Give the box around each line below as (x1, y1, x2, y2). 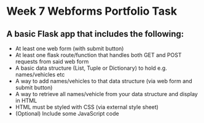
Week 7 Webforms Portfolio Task (6, 4, 177, 18)
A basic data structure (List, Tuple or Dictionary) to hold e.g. (15, 64, 167, 72)
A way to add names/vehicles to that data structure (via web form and (15, 78, 192, 84)
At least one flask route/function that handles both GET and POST (15, 51, 182, 59)
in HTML (15, 97, 37, 104)
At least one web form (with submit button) (15, 45, 124, 52)
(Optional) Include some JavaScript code (15, 110, 119, 117)
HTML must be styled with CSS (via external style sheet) (15, 103, 159, 111)
